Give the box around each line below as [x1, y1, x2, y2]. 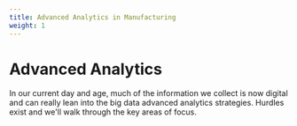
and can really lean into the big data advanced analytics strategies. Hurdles [9, 98, 285, 108]
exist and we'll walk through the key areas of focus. [9, 107, 197, 117]
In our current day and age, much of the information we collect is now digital [9, 88, 288, 99]
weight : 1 [9, 21, 46, 30]
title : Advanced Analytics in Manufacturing [9, 12, 176, 22]
